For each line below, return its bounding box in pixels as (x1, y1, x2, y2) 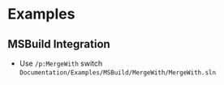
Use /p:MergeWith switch (19, 58, 103, 68)
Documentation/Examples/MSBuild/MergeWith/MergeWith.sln (19, 69, 217, 77)
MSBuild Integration (7, 37, 110, 51)
